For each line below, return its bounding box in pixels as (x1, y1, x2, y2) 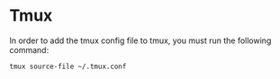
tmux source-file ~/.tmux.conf (9, 62, 127, 71)
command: (9, 44, 50, 55)
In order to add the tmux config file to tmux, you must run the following (9, 35, 272, 46)
